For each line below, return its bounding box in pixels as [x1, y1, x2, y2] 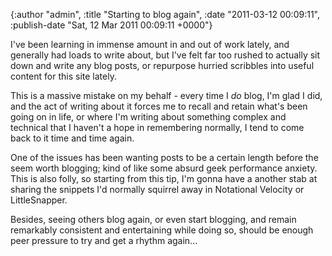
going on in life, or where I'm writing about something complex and [10, 111, 287, 123]
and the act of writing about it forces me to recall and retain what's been [10, 100, 308, 112]
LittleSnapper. [10, 194, 68, 206]
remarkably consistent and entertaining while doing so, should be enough [10, 224, 314, 236]
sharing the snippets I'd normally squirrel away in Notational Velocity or [10, 184, 305, 195]
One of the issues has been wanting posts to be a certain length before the [10, 152, 319, 163]
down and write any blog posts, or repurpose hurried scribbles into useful [10, 60, 315, 71]
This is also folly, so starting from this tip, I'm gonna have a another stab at [10, 173, 318, 184]
